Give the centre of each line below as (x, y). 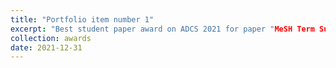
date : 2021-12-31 (46, 47)
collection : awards (51, 38)
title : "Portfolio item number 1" (82, 19)
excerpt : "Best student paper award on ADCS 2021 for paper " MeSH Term (162, 29)
